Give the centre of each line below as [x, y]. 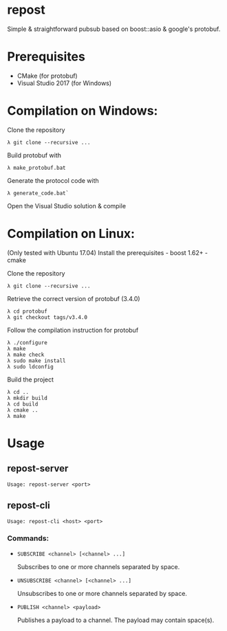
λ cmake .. [23, 410]
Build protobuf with [34, 155]
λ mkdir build [28, 398]
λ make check [26, 355]
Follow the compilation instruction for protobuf [73, 330]
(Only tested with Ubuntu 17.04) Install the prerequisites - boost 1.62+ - [108, 252]
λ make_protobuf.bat [37, 168]
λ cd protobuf [28, 311]
